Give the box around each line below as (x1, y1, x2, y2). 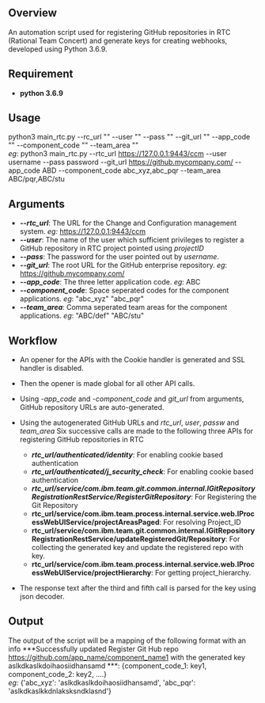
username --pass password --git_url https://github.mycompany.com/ (8, 158, 233, 167)
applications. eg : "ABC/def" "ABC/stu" (19, 311, 145, 320)
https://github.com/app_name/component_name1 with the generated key (8, 652, 246, 662)
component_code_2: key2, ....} (8, 669, 108, 678)
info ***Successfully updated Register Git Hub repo (8, 644, 180, 653)
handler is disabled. (19, 364, 85, 373)
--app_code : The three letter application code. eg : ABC (19, 277, 201, 287)
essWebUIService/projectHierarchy (31, 568, 152, 578)
